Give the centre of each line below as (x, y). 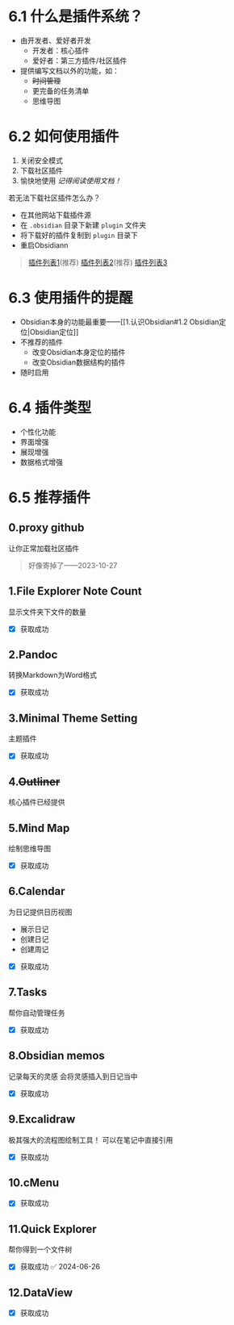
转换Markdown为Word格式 (52, 675)
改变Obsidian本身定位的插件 (79, 352)
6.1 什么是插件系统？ (76, 17)
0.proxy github (46, 528)
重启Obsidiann (44, 245)
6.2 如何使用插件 (64, 137)
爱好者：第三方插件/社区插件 (79, 61)
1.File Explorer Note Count (75, 591)
